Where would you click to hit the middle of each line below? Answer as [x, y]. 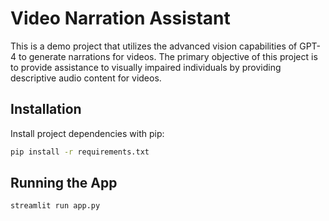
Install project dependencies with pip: [87, 133]
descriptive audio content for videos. [86, 78]
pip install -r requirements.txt [80, 152]
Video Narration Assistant [120, 18]
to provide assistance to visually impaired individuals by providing [146, 67]
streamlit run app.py [55, 206]
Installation [46, 109]
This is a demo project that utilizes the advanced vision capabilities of [154, 46]
